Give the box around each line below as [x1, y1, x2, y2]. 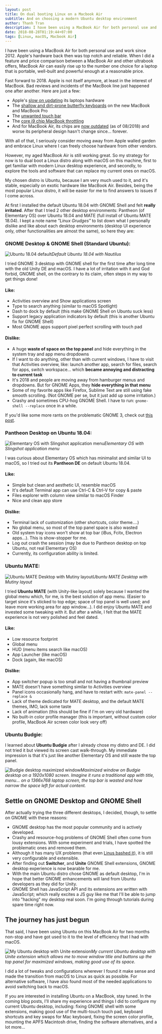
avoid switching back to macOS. [5, 983, 69, 989]
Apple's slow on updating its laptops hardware [12, 97, 105, 103]
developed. [12, 829, 35, 835]
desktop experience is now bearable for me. [12, 866, 100, 872]
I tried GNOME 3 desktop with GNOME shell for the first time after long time [5, 261, 155, 266]
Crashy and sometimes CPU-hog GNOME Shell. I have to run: [12, 397, 134, 403]
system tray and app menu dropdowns [12, 351, 89, 357]
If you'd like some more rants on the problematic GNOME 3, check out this [5, 412, 153, 418]
